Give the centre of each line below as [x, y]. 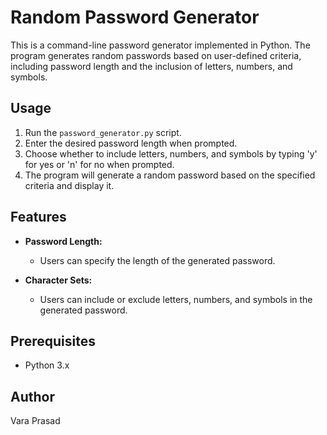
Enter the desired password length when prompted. [131, 143]
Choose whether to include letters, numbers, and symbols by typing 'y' [171, 153]
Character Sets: [58, 280]
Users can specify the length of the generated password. [157, 260]
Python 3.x [47, 365]
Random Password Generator [135, 17]
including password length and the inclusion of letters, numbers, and [151, 66]
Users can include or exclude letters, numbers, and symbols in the [176, 299]
